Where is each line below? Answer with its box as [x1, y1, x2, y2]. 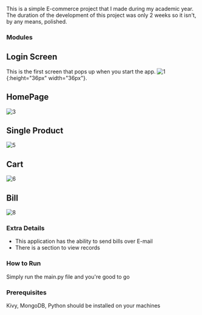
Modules [6, 33, 33, 41]
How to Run [6, 259, 41, 268]
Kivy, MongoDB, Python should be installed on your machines [6, 302, 161, 309]
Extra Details [6, 224, 45, 232]
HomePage [6, 92, 49, 102]
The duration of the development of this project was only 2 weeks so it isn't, [6, 12, 197, 19]
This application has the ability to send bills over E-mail [15, 237, 153, 245]
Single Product [6, 125, 64, 136]
